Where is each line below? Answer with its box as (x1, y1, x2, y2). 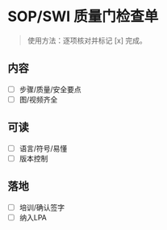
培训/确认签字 (19, 203, 65, 212)
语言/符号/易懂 (19, 143, 68, 153)
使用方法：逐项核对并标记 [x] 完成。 (27, 36, 147, 45)
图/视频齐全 (19, 94, 58, 104)
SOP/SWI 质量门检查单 (7, 7, 159, 26)
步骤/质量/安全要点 (19, 84, 81, 94)
